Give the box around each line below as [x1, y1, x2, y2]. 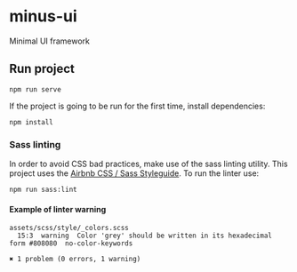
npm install [9, 117, 53, 126]
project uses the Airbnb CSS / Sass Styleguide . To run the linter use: [9, 168, 260, 179]
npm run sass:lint [9, 185, 77, 195]
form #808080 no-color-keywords [9, 239, 133, 248]
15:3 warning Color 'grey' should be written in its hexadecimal [17, 231, 273, 241]
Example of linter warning [9, 204, 107, 214]
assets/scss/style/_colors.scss [9, 224, 129, 233]
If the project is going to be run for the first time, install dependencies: [9, 100, 266, 111]
